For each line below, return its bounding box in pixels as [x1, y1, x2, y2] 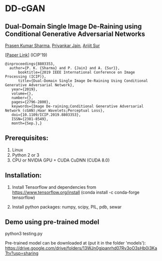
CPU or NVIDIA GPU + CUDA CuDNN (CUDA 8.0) [12, 157, 110, 163]
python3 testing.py [5, 231, 43, 237]
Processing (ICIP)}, [5, 74, 47, 79]
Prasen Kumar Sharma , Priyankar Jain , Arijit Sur [5, 43, 100, 49]
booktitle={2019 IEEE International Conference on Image [17, 70, 135, 75]
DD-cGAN [5, 3, 45, 14]
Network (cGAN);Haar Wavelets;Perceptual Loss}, [5, 108, 105, 113]
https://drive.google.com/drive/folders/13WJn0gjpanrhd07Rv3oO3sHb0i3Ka [5, 245, 157, 251]
